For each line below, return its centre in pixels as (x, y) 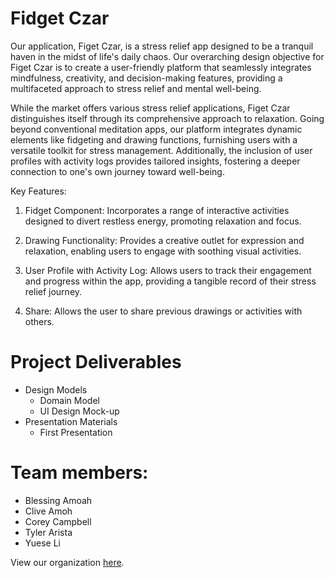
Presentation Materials (71, 421)
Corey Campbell (58, 521)
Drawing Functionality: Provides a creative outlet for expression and (164, 240)
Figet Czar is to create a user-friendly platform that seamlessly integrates (161, 67)
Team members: (79, 473)
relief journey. (53, 291)
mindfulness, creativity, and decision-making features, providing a (146, 78)
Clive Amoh (48, 511)
